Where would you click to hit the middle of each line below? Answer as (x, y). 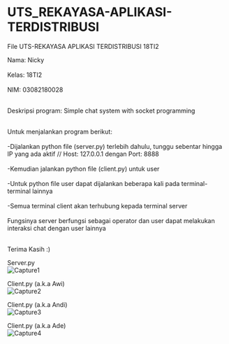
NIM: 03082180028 (35, 89)
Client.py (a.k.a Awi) (36, 283)
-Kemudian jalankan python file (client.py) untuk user (83, 169)
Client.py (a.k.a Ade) (37, 325)
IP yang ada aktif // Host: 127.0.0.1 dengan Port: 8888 (83, 154)
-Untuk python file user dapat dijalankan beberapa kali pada (94, 183)
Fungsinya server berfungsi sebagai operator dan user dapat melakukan (111, 220)
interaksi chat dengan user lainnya (57, 228)
